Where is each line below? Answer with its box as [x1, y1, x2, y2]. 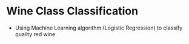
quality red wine [15, 30, 56, 37]
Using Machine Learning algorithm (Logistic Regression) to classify [15, 24, 183, 31]
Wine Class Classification [6, 4, 138, 18]
